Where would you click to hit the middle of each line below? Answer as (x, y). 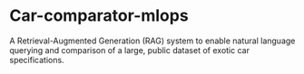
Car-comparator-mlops (99, 16)
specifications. (37, 60)
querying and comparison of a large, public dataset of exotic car (129, 50)
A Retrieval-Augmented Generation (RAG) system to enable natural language (152, 41)
